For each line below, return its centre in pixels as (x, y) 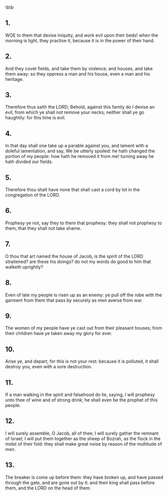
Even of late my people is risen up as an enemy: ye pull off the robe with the (83, 295)
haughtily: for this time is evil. (36, 118)
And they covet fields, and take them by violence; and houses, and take (79, 68)
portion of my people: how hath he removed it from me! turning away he (79, 156)
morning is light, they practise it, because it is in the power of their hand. (80, 40)
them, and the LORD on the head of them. (48, 488)
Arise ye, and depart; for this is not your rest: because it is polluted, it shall (82, 361)
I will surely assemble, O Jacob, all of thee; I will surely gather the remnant (82, 433)
